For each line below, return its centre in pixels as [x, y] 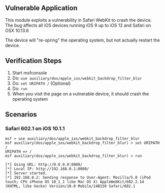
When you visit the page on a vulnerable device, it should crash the [81, 94]
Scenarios [21, 115]
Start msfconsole [30, 73]
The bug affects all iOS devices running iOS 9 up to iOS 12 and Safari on [78, 25]
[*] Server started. [26, 173]
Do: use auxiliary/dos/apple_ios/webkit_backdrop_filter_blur [77, 78]
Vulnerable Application [41, 8]
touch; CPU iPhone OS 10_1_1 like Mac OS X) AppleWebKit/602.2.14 [75, 182]
